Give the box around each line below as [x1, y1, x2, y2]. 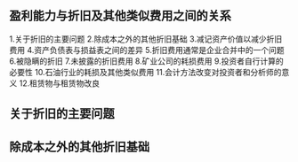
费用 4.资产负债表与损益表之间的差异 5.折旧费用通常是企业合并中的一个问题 [9, 44, 285, 55]
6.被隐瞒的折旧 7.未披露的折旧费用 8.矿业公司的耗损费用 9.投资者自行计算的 [9, 56, 284, 66]
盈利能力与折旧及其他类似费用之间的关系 [9, 8, 231, 24]
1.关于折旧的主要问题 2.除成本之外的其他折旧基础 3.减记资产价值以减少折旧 [9, 34, 283, 44]
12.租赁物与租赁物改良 [19, 78, 101, 89]
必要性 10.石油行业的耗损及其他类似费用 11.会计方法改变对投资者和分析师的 [9, 66, 282, 77]
